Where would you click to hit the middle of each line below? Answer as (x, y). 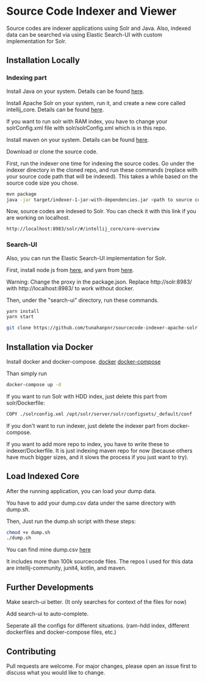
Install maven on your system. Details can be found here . (78, 139)
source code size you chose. (43, 183)
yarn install (23, 311)
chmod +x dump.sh (28, 532)
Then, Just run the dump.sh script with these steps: (71, 521)
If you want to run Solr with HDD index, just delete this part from (87, 396)
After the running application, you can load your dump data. (81, 491)
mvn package (21, 194)
